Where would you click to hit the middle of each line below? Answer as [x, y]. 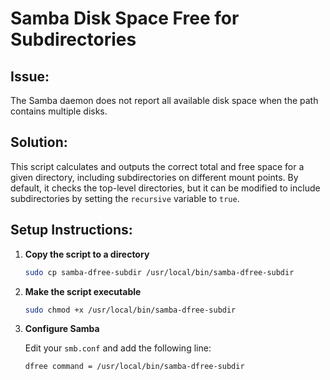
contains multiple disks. [59, 111]
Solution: [39, 142]
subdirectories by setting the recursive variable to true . [125, 198]
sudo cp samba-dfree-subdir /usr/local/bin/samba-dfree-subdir [159, 272]
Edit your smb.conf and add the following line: [118, 348]
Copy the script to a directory [87, 254]
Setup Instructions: [71, 230]
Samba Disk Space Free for [125, 18]
